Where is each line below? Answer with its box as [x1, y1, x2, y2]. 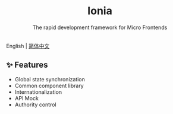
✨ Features [6, 60, 48, 70]
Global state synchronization [14, 75, 85, 83]
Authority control [14, 101, 56, 108]
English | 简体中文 [6, 42, 50, 49]
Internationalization [14, 88, 62, 96]
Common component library [14, 82, 84, 89]
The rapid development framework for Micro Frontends [32, 24, 168, 31]
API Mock [14, 94, 39, 102]
